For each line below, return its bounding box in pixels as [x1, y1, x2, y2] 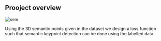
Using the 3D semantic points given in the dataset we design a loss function [5, 26, 156, 31]
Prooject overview [5, 4, 61, 12]
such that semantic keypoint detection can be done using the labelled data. [5, 31, 155, 36]
